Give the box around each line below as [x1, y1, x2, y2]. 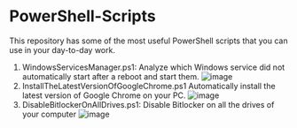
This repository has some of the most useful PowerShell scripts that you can [9, 35, 288, 46]
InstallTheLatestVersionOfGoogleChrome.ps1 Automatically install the [21, 80, 277, 91]
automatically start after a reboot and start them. [21, 71, 199, 81]
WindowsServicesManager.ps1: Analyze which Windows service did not [21, 62, 285, 72]
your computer [21, 109, 77, 119]
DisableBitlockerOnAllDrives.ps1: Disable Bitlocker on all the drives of [21, 99, 275, 109]
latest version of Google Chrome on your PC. [21, 90, 186, 101]
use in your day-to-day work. [9, 44, 115, 55]
